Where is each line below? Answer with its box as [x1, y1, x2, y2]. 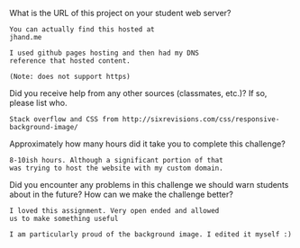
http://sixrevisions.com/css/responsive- [122, 115, 280, 124]
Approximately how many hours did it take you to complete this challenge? [9, 138, 286, 149]
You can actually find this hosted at [9, 25, 155, 34]
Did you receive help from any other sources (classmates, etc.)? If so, [9, 88, 268, 98]
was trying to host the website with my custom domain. [9, 164, 223, 173]
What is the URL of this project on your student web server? [9, 8, 232, 18]
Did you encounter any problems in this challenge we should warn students [9, 180, 289, 190]
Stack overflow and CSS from [9, 115, 119, 124]
